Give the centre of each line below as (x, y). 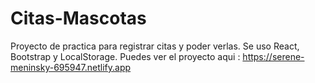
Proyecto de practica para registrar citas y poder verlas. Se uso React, (155, 46)
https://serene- (273, 56)
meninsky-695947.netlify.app (71, 67)
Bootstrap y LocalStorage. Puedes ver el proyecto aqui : (125, 56)
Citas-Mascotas (78, 18)
